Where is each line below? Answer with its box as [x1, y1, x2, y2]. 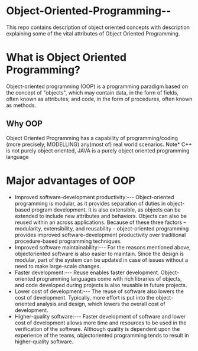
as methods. [6, 102, 37, 109]
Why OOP [6, 119, 43, 129]
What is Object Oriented [6, 51, 127, 64]
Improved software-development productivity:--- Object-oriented [14, 193, 174, 200]
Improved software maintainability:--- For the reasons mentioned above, [14, 243, 191, 251]
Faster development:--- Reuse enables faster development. [14, 269, 160, 276]
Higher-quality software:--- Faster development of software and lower [14, 313, 186, 320]
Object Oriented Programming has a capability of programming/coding [6, 134, 178, 141]
